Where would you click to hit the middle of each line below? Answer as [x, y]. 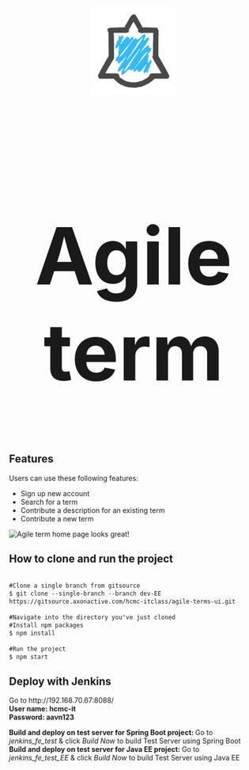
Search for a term [49, 502]
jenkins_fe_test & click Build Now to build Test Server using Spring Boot [125, 741]
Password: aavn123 [41, 717]
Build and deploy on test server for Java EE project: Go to [104, 749]
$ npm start [28, 657]
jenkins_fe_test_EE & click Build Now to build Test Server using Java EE [124, 758]
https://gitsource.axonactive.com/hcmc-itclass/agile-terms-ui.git [123, 602]
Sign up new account [55, 493]
